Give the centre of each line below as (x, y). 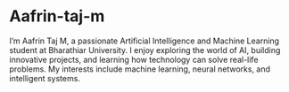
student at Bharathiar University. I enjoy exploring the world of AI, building (145, 50)
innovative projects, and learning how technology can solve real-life (134, 59)
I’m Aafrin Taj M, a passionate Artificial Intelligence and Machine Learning (144, 41)
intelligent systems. (45, 78)
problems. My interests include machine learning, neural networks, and (140, 69)
